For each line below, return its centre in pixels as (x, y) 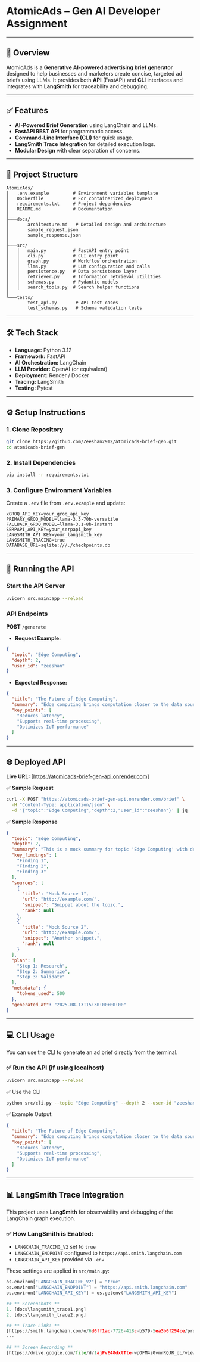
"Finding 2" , (33, 866)
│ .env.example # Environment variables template (82, 194)
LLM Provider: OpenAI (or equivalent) (61, 369)
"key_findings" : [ (35, 855)
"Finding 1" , (33, 861)
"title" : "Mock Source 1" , (55, 894)
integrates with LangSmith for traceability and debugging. (77, 86)
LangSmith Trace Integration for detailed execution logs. (85, 144)
